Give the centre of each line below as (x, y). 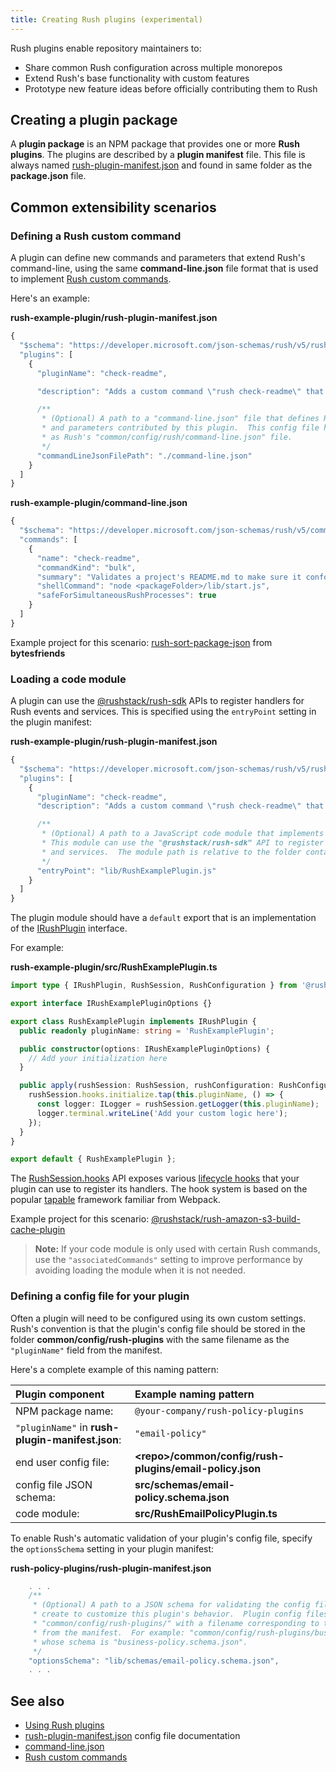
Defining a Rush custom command (96, 236)
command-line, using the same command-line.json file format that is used (164, 268)
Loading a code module (68, 679)
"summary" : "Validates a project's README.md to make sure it (169, 577)
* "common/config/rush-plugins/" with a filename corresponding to (176, 1624)
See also (37, 1701)
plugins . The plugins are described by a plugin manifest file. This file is (158, 155)
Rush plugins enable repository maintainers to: (106, 48)
